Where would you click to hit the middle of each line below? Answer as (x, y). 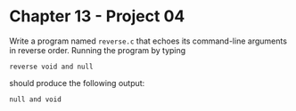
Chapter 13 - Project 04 (97, 16)
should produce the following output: (77, 83)
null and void (36, 99)
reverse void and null (51, 67)
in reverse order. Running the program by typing (98, 50)
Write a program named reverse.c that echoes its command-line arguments (148, 41)
